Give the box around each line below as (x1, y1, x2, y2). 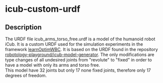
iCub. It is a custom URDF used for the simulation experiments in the (5, 41, 143, 47)
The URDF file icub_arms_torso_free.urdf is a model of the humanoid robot (5, 36, 156, 42)
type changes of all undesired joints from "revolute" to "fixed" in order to (5, 57, 152, 62)
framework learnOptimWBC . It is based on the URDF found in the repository (5, 47, 158, 52)
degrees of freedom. (5, 73, 47, 78)
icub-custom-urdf (5, 3, 81, 15)
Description (5, 23, 42, 31)
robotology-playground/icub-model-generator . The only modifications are (5, 52, 155, 57)
